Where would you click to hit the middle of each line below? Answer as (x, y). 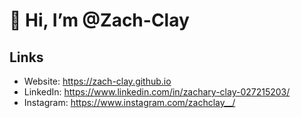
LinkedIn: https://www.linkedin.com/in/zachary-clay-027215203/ (157, 92)
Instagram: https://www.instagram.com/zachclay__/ (129, 102)
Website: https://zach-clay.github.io (97, 81)
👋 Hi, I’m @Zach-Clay (99, 20)
